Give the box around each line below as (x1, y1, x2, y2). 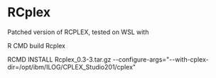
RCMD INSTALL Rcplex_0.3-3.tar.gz (7, 55, 112, 64)
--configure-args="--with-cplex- (112, 55, 209, 64)
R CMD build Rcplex (7, 41, 66, 50)
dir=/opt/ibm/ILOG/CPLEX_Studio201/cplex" (7, 62, 136, 71)
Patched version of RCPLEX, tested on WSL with (7, 28, 149, 36)
